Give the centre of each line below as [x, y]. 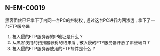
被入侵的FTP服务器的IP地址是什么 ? [47, 36]
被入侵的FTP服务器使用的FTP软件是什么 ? [53, 48]
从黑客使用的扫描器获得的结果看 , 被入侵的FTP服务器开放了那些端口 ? [81, 42]
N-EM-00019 [25, 8]
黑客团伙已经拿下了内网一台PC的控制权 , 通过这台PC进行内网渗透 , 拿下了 [78, 20]
